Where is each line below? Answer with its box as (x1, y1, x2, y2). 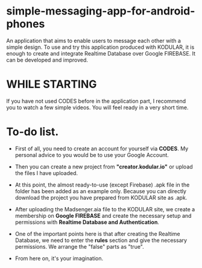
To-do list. (6, 125, 59, 139)
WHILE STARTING (6, 77, 97, 91)
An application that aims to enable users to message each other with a (6, 37, 181, 44)
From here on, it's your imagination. (14, 255, 104, 262)
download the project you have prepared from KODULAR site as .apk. (14, 194, 188, 201)
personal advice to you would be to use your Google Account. (14, 151, 169, 158)
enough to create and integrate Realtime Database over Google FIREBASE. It (6, 49, 196, 57)
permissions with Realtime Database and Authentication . (14, 219, 160, 226)
